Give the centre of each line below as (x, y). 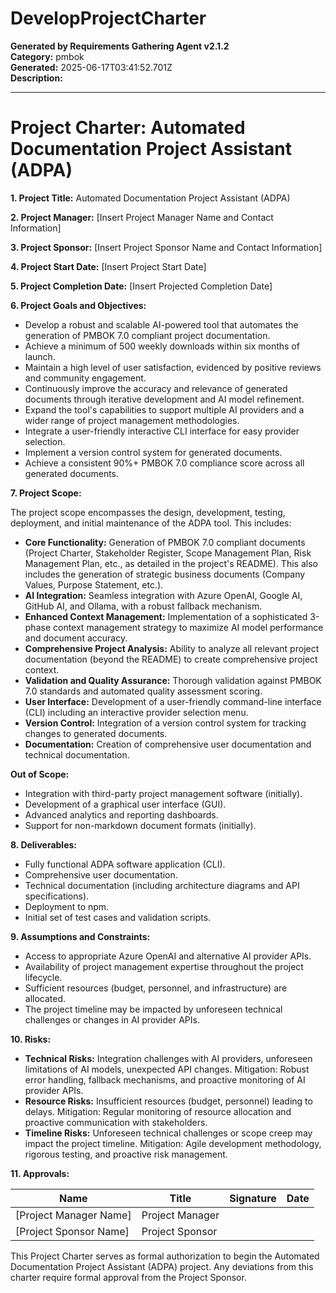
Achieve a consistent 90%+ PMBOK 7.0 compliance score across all (164, 463)
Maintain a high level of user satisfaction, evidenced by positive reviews (173, 367)
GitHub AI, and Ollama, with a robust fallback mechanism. (143, 606)
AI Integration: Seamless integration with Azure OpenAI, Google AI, (163, 595)
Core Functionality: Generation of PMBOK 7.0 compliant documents (165, 542)
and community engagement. (85, 378)
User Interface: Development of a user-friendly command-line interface (173, 701)
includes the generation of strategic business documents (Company (165, 574)
